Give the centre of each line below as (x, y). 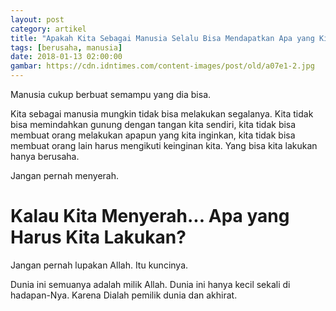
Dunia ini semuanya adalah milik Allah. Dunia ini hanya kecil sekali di (150, 284)
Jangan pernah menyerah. (65, 175)
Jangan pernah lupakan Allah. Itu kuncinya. (99, 265)
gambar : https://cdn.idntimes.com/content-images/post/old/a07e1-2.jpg (162, 66)
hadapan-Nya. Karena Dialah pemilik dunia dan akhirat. (124, 295)
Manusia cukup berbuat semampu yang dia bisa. (111, 94)
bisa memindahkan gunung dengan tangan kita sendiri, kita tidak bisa (153, 124)
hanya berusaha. (45, 156)
